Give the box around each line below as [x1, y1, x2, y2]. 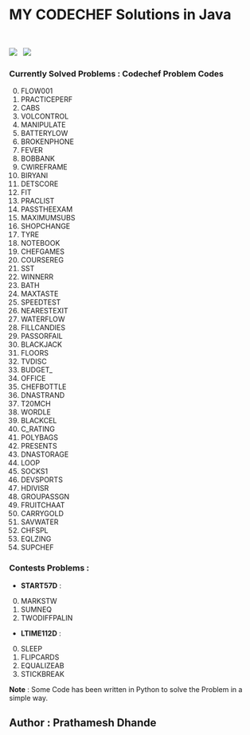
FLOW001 [20, 86, 53, 96]
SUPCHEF [20, 542, 54, 552]
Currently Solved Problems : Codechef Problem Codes [9, 68, 224, 79]
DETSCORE [20, 179, 59, 189]
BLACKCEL [20, 416, 57, 426]
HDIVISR [20, 484, 49, 493]
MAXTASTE [20, 289, 59, 299]
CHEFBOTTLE [20, 382, 67, 391]
